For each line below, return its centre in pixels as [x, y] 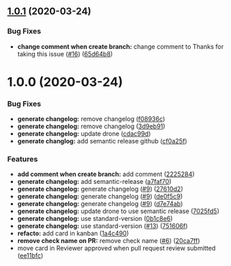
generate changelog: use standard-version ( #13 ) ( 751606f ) [102, 226]
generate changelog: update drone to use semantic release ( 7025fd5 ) [118, 211]
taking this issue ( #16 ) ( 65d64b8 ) [65, 54]
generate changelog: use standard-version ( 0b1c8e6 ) [95, 219]
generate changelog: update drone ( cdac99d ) [84, 134]
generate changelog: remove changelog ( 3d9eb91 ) [91, 126]
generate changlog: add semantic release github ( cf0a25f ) [102, 141]
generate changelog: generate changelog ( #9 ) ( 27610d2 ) [100, 189]
